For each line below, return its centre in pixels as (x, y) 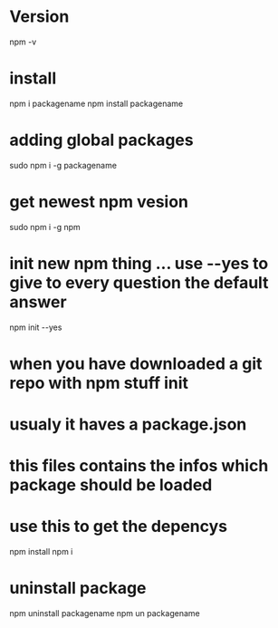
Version (39, 17)
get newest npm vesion (99, 202)
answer (38, 302)
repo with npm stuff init (99, 383)
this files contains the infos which (139, 466)
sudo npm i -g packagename (63, 165)
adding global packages (101, 140)
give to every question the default (139, 282)
